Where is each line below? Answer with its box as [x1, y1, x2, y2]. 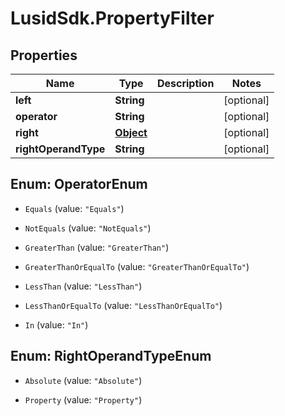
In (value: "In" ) [24, 318, 89, 331]
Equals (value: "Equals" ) [24, 202, 125, 214]
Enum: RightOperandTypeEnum [10, 348, 212, 365]
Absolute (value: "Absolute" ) [24, 374, 143, 386]
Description [156, 77, 215, 90]
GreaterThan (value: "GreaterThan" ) [24, 241, 170, 253]
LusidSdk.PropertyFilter [10, 7, 215, 30]
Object [114, 126, 148, 139]
